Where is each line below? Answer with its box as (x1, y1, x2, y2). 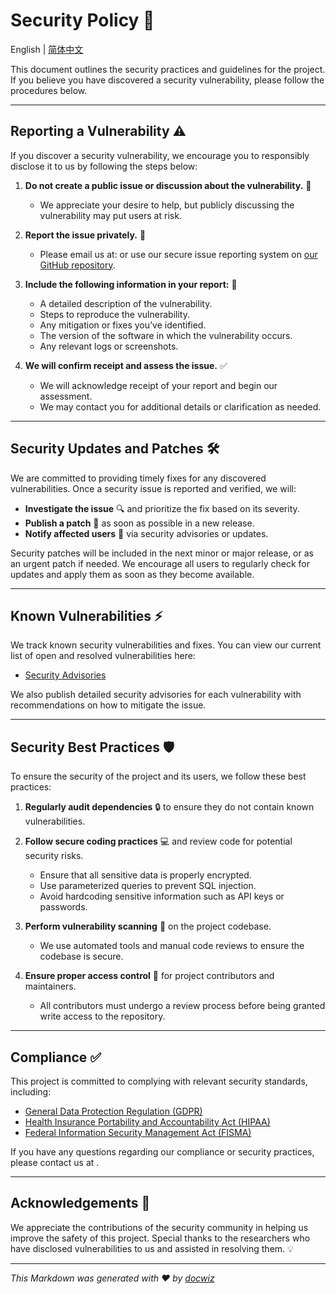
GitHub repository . (39, 259, 116, 271)
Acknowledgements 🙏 (10, 1195, 151, 1212)
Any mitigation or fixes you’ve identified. (39, 319, 207, 331)
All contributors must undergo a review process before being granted (39, 1000, 326, 1012)
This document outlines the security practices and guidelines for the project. (10, 63, 326, 75)
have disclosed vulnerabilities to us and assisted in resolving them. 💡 (10, 1242, 294, 1254)
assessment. (39, 390, 93, 402)
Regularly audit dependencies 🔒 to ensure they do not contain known (24, 801, 315, 813)
